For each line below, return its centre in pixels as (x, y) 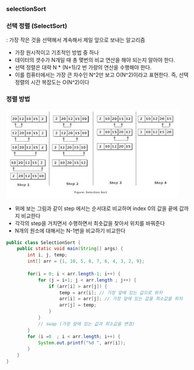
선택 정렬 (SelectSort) (37, 26)
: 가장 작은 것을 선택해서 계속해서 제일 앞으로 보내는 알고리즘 (76, 40)
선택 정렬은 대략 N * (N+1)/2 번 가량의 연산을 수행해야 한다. (83, 68)
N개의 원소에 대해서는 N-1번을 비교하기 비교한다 (70, 230)
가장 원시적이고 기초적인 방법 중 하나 (57, 53)
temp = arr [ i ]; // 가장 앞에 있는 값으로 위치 (111, 293)
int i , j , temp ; (47, 255)
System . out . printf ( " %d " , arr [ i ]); (82, 343)
